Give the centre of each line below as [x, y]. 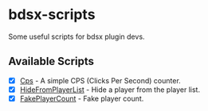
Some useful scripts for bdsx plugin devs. [77, 36]
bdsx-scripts [52, 15]
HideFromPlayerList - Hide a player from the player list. [110, 90]
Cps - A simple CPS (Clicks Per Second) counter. [100, 80]
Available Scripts [51, 61]
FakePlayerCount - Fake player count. [82, 98]
